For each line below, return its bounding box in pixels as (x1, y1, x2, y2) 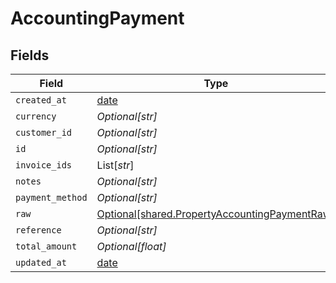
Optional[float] (96, 240, 167, 253)
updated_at (15, 257, 67, 268)
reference (15, 225, 62, 236)
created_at (15, 95, 67, 106)
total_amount (15, 241, 78, 252)
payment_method (15, 192, 88, 203)
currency (15, 111, 57, 122)
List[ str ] (96, 158, 135, 172)
